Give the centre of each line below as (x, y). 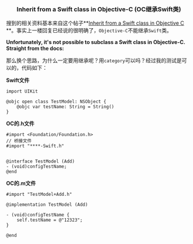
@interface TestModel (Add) (41, 162)
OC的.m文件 (21, 184)
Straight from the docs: (35, 49)
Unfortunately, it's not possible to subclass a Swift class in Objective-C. (96, 42)
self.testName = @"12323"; (50, 220)
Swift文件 (18, 80)
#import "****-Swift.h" (35, 146)
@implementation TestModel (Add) (47, 205)
